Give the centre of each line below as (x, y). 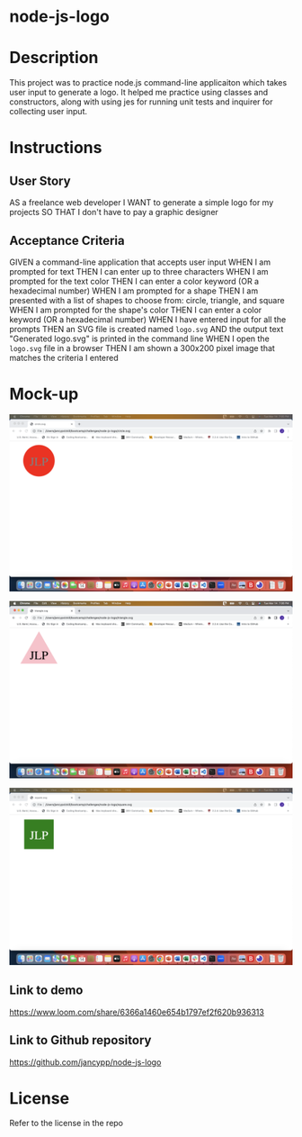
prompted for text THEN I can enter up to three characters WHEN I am (139, 271)
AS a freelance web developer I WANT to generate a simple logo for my (142, 203)
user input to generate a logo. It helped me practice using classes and (139, 93)
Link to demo (46, 991)
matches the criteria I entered (64, 357)
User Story (40, 180)
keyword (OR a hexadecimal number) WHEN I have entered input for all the (148, 319)
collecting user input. (49, 112)
